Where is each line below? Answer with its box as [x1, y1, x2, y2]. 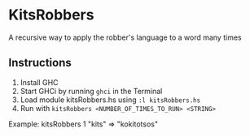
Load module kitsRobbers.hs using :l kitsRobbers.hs [20, 95, 201, 105]
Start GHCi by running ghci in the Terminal [20, 86, 163, 96]
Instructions [8, 56, 72, 70]
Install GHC [20, 77, 59, 87]
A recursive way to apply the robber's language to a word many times [8, 32, 242, 42]
